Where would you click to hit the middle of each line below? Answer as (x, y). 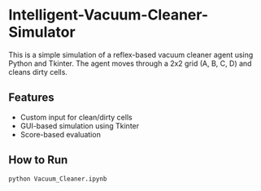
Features (31, 98)
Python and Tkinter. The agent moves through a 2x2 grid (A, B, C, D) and (130, 63)
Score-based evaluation (61, 134)
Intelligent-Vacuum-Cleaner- (109, 15)
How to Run (38, 160)
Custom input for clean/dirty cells (76, 117)
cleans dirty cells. (38, 72)
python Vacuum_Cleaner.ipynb (58, 179)
